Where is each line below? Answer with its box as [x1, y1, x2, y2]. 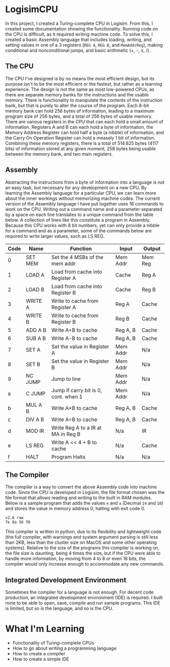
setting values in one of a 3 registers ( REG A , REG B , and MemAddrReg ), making [5, 42, 163, 48]
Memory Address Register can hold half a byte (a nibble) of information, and [5, 129, 164, 135]
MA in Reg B [51, 430, 81, 437]
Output [143, 245, 161, 252]
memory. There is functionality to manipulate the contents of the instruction [5, 97, 163, 103]
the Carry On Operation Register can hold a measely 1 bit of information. [5, 134, 156, 141]
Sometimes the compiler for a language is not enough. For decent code [5, 589, 154, 595]
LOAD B [26, 286, 45, 293]
